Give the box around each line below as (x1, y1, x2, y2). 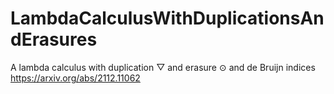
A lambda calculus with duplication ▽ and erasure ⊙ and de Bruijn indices (10, 61, 316, 73)
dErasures (10, 28, 98, 51)
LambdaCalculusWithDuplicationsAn (10, 7, 325, 30)
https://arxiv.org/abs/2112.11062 (10, 72, 141, 84)
